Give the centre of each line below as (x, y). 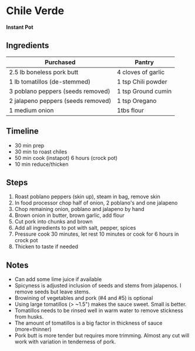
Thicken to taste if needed (46, 247)
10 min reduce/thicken (41, 164)
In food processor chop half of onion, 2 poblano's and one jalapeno (96, 203)
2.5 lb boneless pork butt (44, 72)
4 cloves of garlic (141, 72)
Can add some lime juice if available (58, 279)
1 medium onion (31, 110)
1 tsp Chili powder (142, 82)
